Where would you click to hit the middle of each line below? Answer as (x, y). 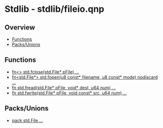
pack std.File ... (27, 120)
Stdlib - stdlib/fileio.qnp (55, 9)
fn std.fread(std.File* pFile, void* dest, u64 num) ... (64, 87)
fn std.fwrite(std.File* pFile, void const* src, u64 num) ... (69, 93)
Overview (20, 27)
